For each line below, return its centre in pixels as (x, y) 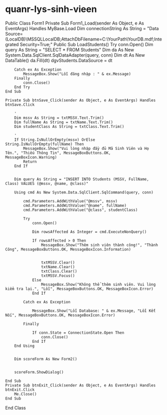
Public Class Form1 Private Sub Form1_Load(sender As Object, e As (75, 23)
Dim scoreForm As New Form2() (46, 359)
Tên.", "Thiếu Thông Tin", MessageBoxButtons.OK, (58, 153)
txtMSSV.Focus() (58, 276)
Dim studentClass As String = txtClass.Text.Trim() (69, 126)
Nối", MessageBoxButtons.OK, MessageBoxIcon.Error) (60, 315)
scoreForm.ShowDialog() (39, 372)
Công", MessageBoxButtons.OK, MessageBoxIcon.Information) (68, 249)
